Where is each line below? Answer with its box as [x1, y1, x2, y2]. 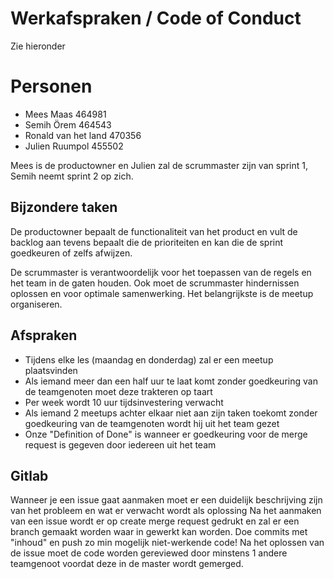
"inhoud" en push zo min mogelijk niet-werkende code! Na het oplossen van [10, 537, 325, 549]
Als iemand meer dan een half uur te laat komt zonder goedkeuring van [24, 375, 318, 387]
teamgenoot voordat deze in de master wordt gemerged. [10, 558, 244, 570]
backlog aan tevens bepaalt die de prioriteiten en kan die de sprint [10, 236, 284, 248]
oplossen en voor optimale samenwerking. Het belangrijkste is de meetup [10, 287, 314, 299]
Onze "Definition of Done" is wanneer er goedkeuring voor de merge [24, 428, 308, 440]
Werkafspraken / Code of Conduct [10, 7, 302, 30]
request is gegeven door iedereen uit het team [24, 438, 217, 451]
